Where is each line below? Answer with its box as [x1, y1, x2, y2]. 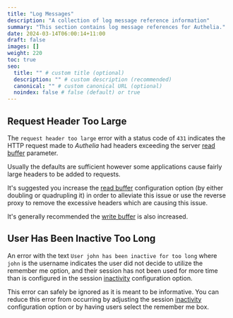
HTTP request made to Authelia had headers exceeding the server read [7, 141, 215, 149]
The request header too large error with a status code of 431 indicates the [7, 133, 226, 142]
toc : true [7, 56, 37, 63]
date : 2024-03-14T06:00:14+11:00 [7, 30, 106, 37]
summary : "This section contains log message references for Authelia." [7, 23, 226, 30]
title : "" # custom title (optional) [13, 69, 125, 76]
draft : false [7, 37, 46, 44]
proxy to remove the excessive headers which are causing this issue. [7, 198, 208, 207]
